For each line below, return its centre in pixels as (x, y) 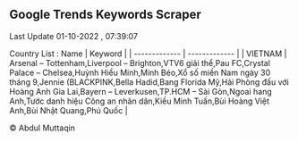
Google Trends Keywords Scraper (105, 15)
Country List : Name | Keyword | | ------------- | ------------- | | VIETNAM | (148, 54)
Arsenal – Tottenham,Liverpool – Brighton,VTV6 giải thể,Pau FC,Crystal (140, 63)
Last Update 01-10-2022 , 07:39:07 (74, 36)
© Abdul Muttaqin (43, 128)
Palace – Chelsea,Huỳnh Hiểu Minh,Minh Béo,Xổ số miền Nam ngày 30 (140, 72)
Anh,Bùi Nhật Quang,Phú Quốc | (68, 110)
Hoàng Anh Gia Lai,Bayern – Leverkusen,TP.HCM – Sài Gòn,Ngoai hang (141, 91)
